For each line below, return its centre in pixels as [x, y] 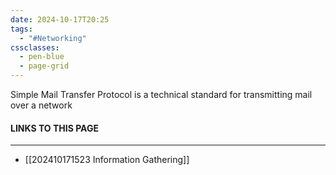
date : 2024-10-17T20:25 [60, 19]
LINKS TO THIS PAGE [54, 128]
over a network [41, 105]
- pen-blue [42, 57]
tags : [21, 29]
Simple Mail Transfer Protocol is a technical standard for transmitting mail [161, 94]
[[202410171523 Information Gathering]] [107, 160]
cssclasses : [35, 47]
